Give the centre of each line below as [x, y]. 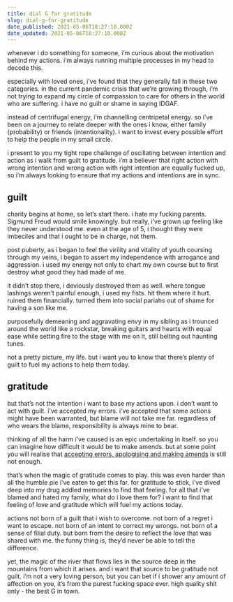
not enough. [25, 461]
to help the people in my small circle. [60, 140]
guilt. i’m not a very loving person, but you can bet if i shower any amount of [117, 576]
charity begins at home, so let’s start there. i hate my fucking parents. [107, 214]
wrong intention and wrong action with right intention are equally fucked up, [116, 168]
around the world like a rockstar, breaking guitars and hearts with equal [110, 329]
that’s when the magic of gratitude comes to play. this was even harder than [116, 475]
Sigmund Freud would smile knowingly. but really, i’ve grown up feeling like [115, 221]
